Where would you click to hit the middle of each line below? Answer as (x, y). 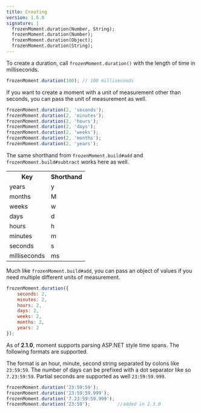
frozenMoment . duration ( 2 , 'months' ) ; (54, 138)
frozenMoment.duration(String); (53, 46)
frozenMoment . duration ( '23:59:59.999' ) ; (58, 393)
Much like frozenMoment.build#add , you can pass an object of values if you (99, 270)
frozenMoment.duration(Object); (53, 40)
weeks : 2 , (30, 316)
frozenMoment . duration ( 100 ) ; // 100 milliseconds (70, 80)
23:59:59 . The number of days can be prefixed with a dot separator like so (99, 370)
